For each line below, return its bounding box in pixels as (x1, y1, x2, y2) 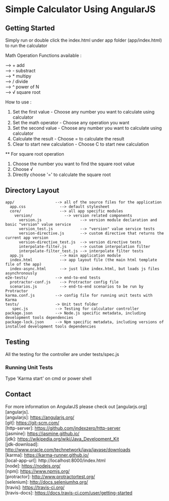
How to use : (5, 99, 32, 105)
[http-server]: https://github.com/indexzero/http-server (5, 425, 121, 431)
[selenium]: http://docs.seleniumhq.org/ (5, 479, 89, 485)
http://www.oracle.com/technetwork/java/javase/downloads (5, 446, 131, 452)
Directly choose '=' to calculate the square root (12, 171, 111, 177)
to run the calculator (5, 43, 48, 49)
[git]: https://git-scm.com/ (5, 419, 60, 425)
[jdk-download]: (5, 441, 39, 447)
